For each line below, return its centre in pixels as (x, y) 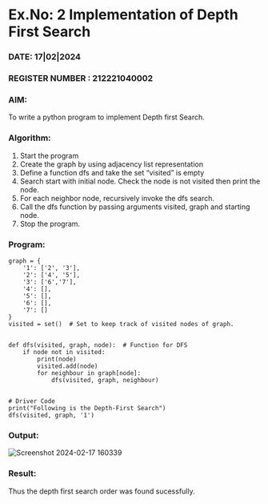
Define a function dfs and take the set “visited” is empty (112, 172)
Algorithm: (30, 138)
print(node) (57, 359)
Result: (22, 474)
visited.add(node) (68, 366)
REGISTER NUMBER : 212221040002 (81, 79)
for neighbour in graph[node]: (89, 373)
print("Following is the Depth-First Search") (87, 408)
